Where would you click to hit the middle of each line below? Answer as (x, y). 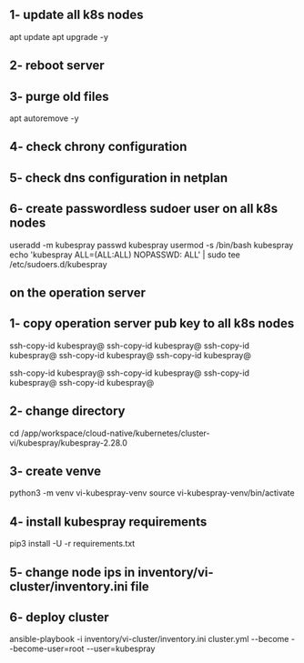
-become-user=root (47, 648)
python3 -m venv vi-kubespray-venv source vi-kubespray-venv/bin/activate (152, 493)
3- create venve (56, 472)
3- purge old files (59, 96)
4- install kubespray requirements (108, 522)
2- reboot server (57, 66)
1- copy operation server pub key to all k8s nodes (152, 323)
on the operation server (78, 293)
